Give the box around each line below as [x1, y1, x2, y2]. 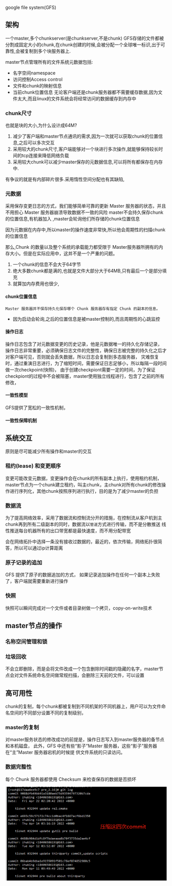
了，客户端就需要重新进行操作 [5, 578, 68, 584]
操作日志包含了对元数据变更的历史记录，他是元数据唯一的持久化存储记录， [5, 341, 162, 347]
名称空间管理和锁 [5, 638, 48, 645]
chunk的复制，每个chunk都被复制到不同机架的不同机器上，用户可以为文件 [5, 704, 162, 710]
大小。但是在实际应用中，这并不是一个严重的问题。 [9, 250, 118, 256]
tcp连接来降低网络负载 [21, 153, 69, 159]
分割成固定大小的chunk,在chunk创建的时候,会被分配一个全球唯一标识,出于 [5, 41, 161, 48]
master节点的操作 [5, 621, 62, 630]
